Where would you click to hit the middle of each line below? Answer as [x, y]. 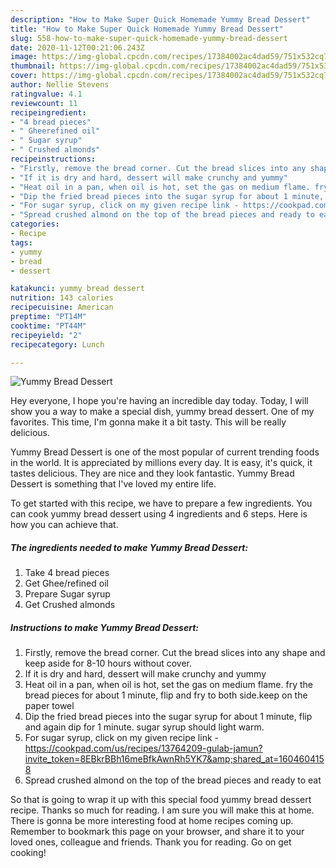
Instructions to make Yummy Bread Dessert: [104, 627]
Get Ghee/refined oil [66, 583]
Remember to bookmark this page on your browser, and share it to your [157, 832]
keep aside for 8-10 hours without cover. [108, 663]
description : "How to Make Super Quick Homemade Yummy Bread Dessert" [160, 19]
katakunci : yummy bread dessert [77, 289]
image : [24, 57]
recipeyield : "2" [46, 335]
